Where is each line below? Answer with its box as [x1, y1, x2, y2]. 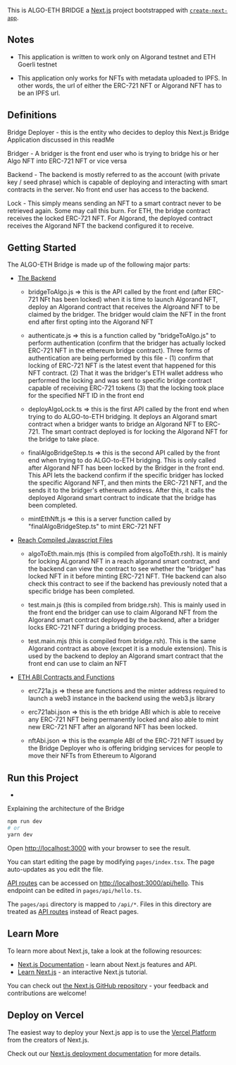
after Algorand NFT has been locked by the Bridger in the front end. [27, 463, 225, 472]
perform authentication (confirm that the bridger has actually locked [27, 339, 226, 348]
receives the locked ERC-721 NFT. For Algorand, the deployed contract [7, 214, 213, 222]
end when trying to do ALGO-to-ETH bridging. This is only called [27, 456, 216, 465]
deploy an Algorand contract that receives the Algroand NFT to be [27, 303, 221, 311]
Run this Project [7, 772, 79, 784]
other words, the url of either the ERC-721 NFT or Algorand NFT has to [17, 81, 222, 90]
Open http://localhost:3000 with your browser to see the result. [7, 844, 192, 852]
